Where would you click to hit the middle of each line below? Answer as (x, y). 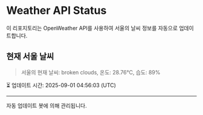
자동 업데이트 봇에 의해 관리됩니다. (47, 105)
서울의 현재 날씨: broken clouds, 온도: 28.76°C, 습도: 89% (91, 72)
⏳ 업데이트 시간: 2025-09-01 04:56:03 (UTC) (61, 85)
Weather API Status (56, 11)
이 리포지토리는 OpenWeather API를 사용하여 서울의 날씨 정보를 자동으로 (92, 28)
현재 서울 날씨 (30, 57)
